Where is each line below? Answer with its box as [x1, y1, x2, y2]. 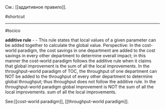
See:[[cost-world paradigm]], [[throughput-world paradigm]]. [5, 99, 129, 104]
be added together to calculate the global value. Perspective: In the [5, 43, 141, 48]
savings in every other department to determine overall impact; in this [5, 53, 146, 58]
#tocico [5, 28, 21, 33]
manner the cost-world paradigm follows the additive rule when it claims [5, 58, 152, 64]
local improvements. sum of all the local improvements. [5, 89, 117, 95]
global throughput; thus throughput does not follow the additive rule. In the [5, 79, 156, 85]
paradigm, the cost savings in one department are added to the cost [17, 47, 156, 53]
